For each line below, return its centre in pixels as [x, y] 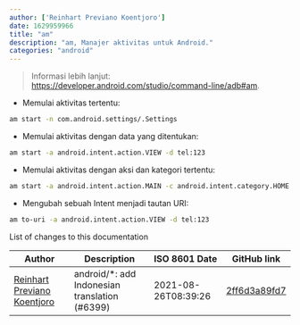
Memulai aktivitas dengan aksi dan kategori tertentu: [119, 170]
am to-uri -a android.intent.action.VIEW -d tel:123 [109, 220]
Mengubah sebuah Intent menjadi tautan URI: [105, 203]
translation [96, 296]
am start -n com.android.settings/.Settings [93, 120]
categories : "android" [51, 51]
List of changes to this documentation [79, 237]
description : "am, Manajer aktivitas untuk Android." [112, 42]
